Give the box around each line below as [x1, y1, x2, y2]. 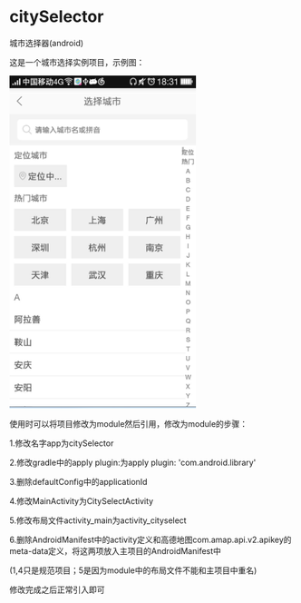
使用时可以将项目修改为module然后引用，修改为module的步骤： [9, 418, 248, 429]
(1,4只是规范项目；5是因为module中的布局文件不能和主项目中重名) [9, 565, 257, 576]
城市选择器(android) [9, 37, 84, 48]
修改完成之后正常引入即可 [9, 584, 105, 595]
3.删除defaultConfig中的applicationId [9, 476, 148, 487]
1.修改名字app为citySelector [9, 438, 114, 449]
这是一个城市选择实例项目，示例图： [9, 56, 145, 67]
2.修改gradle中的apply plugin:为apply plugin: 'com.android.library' [9, 457, 257, 468]
